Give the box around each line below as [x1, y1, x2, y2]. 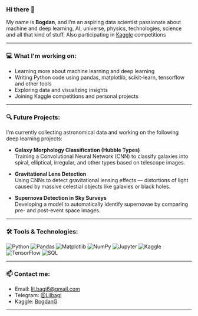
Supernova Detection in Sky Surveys [14, 194, 107, 201]
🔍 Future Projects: [6, 113, 61, 121]
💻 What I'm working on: [6, 52, 77, 60]
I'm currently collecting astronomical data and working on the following [6, 129, 179, 136]
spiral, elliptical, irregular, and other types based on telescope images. [14, 159, 186, 166]
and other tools [14, 80, 52, 87]
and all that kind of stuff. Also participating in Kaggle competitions [6, 31, 166, 38]
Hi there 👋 [6, 5, 35, 14]
